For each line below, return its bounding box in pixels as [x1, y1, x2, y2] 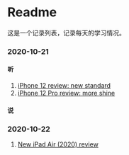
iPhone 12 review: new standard [17, 81, 111, 90]
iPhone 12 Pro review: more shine [17, 89, 116, 98]
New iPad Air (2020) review [17, 139, 99, 149]
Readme [7, 4, 57, 21]
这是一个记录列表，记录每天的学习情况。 [7, 28, 125, 37]
